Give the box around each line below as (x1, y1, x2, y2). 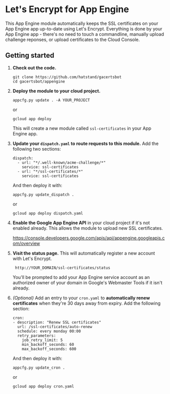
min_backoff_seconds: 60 (22, 342, 74, 347)
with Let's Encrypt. (12, 255, 52, 262)
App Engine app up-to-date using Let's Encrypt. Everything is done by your (5, 25, 162, 31)
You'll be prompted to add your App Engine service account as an (12, 274, 150, 280)
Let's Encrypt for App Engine (5, 4, 129, 15)
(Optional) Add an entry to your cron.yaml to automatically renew (12, 295, 150, 301)
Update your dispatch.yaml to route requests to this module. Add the (12, 140, 159, 147)
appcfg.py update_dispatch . (12, 192, 74, 197)
